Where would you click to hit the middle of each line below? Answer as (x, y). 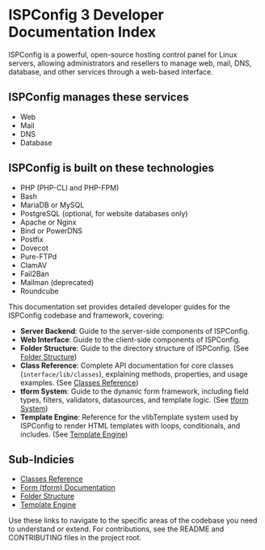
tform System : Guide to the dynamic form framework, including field (134, 391)
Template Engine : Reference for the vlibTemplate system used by (129, 417)
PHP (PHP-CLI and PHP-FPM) (69, 187)
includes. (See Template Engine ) (74, 434)
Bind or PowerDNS (51, 230)
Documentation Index (82, 32)
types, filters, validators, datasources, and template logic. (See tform (134, 399)
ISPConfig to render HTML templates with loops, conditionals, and (130, 425)
